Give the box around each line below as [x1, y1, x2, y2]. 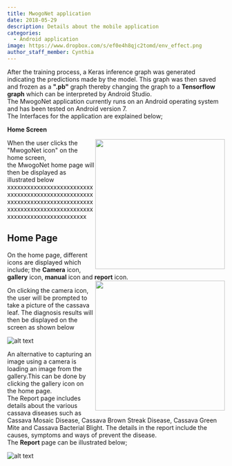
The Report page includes [7, 394, 81, 402]
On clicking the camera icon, [7, 286, 89, 294]
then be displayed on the [7, 316, 78, 324]
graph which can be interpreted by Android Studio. [7, 89, 153, 98]
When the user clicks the [7, 138, 78, 147]
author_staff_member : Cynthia [7, 49, 95, 56]
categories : [7, 29, 41, 37]
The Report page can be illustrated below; [7, 438, 128, 447]
